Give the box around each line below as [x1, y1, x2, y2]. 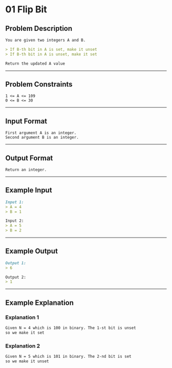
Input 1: [5, 199, 24, 205]
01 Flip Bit [5, 4, 47, 15]
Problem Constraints [5, 80, 73, 88]
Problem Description [5, 24, 73, 33]
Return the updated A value [5, 61, 66, 66]
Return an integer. [5, 167, 47, 172]
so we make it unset [5, 358, 50, 364]
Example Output [5, 247, 58, 256]
